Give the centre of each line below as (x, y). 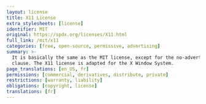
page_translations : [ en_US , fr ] (48, 69)
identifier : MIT (27, 29)
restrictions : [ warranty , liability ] (55, 80)
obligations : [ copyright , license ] (52, 86)
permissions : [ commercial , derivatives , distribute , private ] (87, 75)
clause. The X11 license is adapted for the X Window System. (93, 63)
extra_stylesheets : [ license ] (45, 23)
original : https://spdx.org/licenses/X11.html (67, 35)
